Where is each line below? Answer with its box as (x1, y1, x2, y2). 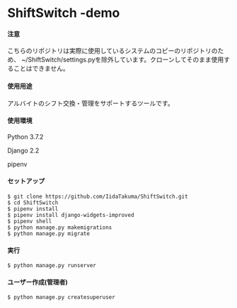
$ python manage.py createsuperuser (7, 294, 115, 301)
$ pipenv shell (7, 218, 52, 225)
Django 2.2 (7, 146, 40, 155)
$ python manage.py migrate (7, 230, 91, 237)
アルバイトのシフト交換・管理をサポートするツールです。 (7, 99, 175, 107)
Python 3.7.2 (7, 132, 44, 141)
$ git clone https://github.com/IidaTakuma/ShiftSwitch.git (7, 193, 189, 200)
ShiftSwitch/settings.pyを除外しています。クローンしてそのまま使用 (28, 55, 224, 64)
